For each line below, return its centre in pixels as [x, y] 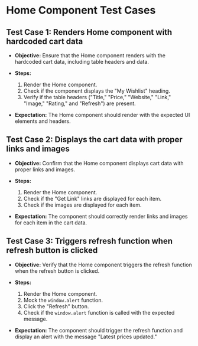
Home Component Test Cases [81, 10]
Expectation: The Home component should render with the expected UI [102, 115]
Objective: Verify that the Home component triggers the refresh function [103, 265]
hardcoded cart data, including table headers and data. [82, 62]
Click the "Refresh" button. [56, 306]
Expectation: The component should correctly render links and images [101, 216]
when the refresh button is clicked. [57, 271]
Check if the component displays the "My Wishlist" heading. [97, 91]
